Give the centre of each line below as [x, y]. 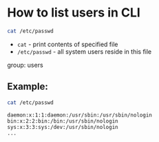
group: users [25, 65]
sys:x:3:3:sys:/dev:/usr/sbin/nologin [63, 127]
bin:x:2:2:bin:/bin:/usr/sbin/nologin [63, 121]
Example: [28, 87]
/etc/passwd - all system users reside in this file [84, 51]
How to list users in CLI [74, 13]
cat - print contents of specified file [67, 44]
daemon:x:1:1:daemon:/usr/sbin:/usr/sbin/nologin [80, 115]
